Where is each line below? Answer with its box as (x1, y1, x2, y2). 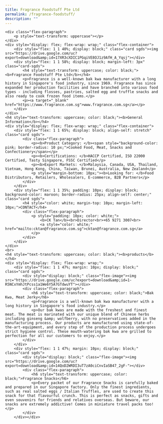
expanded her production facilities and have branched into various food (5, 85, 159, 90)
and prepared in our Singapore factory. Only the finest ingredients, (5, 385, 152, 390)
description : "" (5, 16, 38, 21)
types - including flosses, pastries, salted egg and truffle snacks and (5, 89, 159, 94)
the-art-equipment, (5, 325, 45, 330)
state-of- (134, 321, 154, 326)
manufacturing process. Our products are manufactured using (5, 321, 132, 326)
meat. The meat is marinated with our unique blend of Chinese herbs (5, 312, 150, 317)
